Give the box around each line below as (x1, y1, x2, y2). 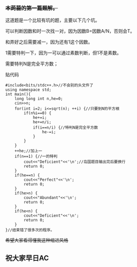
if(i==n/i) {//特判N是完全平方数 (32, 125, 99, 130)
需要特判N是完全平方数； (5, 60, 58, 67)
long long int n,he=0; (14, 96, 63, 101)
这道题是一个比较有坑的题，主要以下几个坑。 (5, 17, 100, 24)
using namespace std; (5, 87, 52, 93)
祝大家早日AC (5, 254, 49, 262)
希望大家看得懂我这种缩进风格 (5, 237, 68, 243)
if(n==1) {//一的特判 (14, 154, 58, 159)
